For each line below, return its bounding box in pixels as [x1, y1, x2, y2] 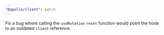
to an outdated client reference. [5, 25, 71, 31]
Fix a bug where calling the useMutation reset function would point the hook [5, 20, 159, 26]
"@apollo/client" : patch [5, 7, 56, 12]
